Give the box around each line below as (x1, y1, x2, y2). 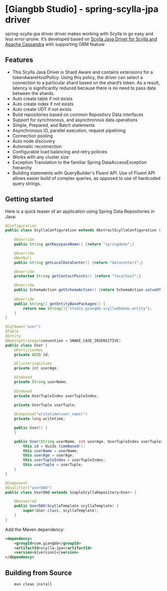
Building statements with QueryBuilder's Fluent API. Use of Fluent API (12, 170, 155, 176)
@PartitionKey (14, 347, 43, 353)
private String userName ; (14, 380, 68, 385)
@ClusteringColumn (14, 361, 52, 366)
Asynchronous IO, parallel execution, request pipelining (12, 127, 126, 133)
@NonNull (14, 255, 32, 260)
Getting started (5, 195, 54, 203)
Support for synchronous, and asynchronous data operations (12, 116, 138, 123)
